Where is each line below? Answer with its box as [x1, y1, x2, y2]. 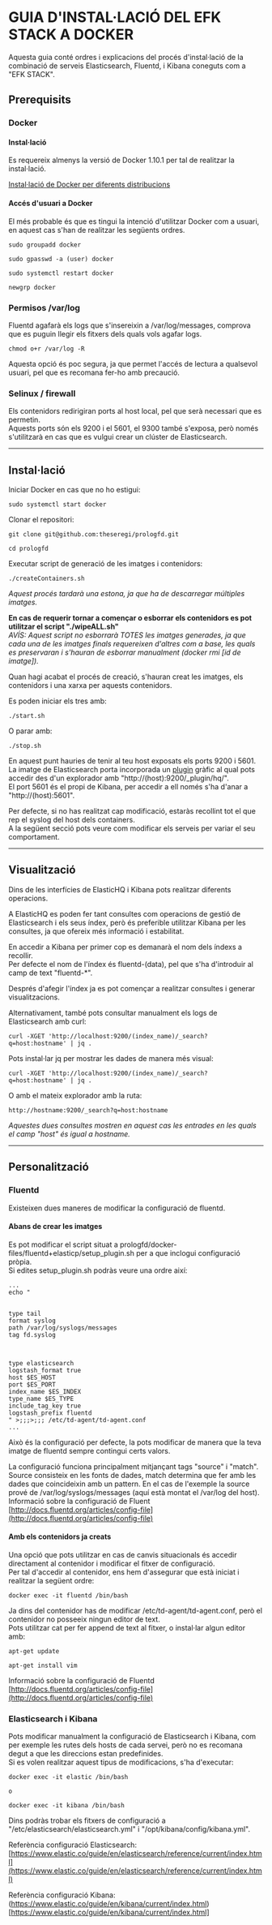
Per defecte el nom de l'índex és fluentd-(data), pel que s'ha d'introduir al [8, 959, 253, 969]
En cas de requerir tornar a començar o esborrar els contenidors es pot [8, 613, 253, 623]
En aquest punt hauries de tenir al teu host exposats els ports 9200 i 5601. [8, 756, 257, 766]
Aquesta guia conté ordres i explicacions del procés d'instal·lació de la [8, 52, 244, 62]
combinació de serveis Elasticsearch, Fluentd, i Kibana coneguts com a [8, 61, 246, 71]
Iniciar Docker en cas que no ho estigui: [8, 485, 141, 495]
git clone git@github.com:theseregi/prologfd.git [8, 531, 180, 539]
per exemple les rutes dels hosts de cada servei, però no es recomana [8, 1740, 243, 1750]
